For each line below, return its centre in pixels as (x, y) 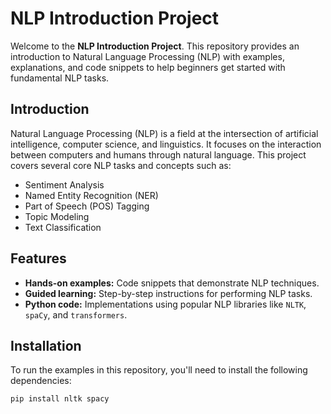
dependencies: (41, 381)
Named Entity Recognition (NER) (91, 195)
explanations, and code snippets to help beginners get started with (148, 67)
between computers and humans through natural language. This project (158, 154)
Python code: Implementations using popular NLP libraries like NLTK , (165, 304)
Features (38, 258)
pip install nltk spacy (60, 399)
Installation (46, 345)
